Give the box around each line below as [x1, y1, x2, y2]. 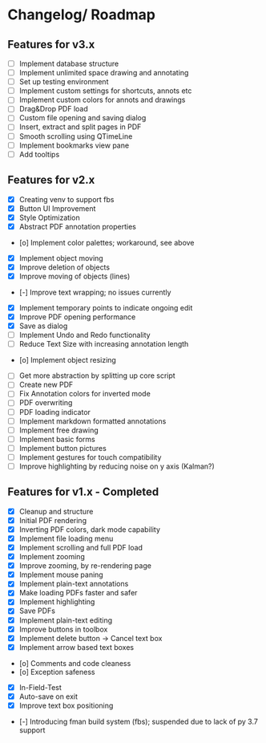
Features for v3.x [7, 38, 95, 51]
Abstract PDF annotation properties [18, 221, 137, 231]
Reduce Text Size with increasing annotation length [18, 339, 189, 349]
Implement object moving [18, 253, 103, 262]
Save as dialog [18, 321, 68, 331]
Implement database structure [18, 59, 119, 68]
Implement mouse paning [18, 570, 103, 579]
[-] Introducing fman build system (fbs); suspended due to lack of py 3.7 [18, 717, 258, 726]
